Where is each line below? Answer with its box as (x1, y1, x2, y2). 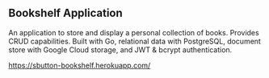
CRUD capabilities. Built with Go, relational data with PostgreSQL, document (8, 36, 261, 46)
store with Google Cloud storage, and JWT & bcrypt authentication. (8, 44, 233, 55)
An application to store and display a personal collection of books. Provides (8, 27, 260, 37)
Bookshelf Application (8, 6, 123, 20)
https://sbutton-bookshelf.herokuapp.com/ (8, 60, 151, 70)
